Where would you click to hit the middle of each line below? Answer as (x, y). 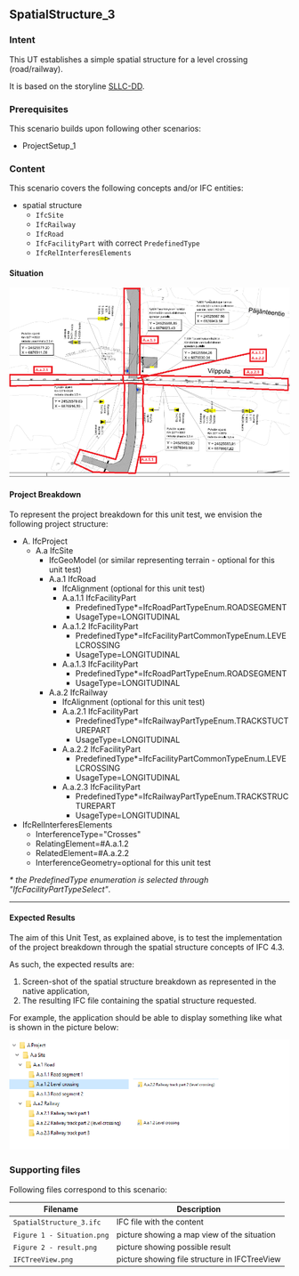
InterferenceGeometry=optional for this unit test (123, 862)
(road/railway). (36, 69)
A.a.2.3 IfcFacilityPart (101, 787)
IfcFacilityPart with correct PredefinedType (117, 243)
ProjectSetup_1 (49, 145)
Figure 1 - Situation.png (61, 1235)
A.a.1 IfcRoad (72, 578)
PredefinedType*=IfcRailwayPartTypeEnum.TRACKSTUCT (182, 721)
